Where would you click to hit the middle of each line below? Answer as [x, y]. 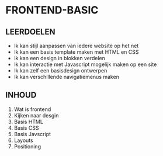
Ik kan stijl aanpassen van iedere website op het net [76, 46]
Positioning [27, 146]
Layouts [23, 140]
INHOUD [21, 95]
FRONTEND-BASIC [52, 10]
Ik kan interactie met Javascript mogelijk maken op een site [85, 64]
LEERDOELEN [30, 32]
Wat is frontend [32, 109]
